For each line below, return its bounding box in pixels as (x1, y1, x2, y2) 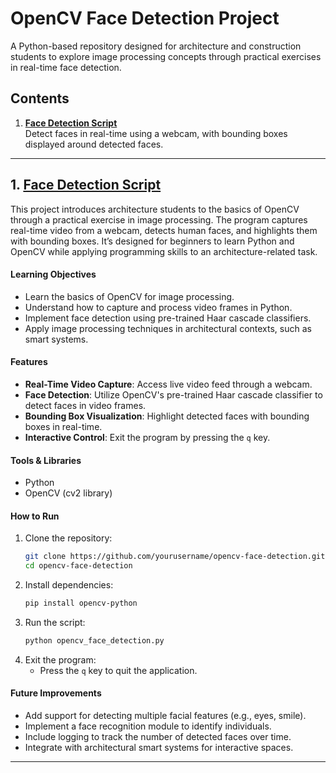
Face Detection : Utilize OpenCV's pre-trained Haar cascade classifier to (24, 388, 323, 401)
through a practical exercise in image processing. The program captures (10, 213, 308, 226)
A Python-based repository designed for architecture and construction (10, 40, 302, 52)
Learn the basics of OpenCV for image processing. (24, 290, 235, 302)
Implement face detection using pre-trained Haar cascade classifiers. (24, 312, 312, 324)
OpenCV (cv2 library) (24, 487, 113, 499)
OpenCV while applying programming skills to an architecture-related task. (10, 245, 318, 257)
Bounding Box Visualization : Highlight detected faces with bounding (24, 410, 310, 422)
